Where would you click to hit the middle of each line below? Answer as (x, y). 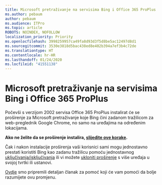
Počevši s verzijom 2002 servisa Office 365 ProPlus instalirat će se (72, 113)
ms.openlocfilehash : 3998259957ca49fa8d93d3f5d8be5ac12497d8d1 (71, 42)
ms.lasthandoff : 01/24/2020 (34, 60)
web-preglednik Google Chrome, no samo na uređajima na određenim (75, 123)
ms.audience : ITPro (25, 23)
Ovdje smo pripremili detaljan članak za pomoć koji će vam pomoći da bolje (81, 172)
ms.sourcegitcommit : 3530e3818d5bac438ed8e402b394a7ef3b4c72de (71, 46)
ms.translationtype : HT (29, 50)
